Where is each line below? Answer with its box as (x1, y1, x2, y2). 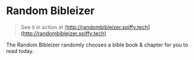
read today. (6, 47, 34, 54)
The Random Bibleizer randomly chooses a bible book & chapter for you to (6, 41, 189, 48)
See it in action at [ (20, 24, 67, 31)
